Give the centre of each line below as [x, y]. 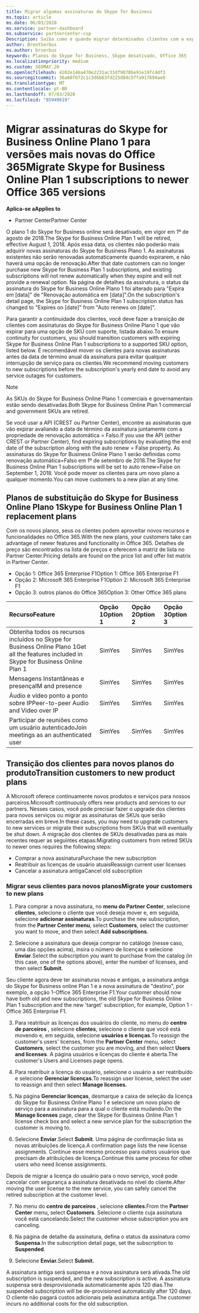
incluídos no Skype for [40, 639]
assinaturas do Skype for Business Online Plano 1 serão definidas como [93, 454]
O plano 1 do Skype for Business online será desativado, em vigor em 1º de [97, 231]
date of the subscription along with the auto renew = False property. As [93, 448]
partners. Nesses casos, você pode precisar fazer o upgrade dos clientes [96, 809]
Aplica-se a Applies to [33, 209]
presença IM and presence [46, 686]
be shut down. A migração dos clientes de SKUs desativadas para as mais [97, 834]
